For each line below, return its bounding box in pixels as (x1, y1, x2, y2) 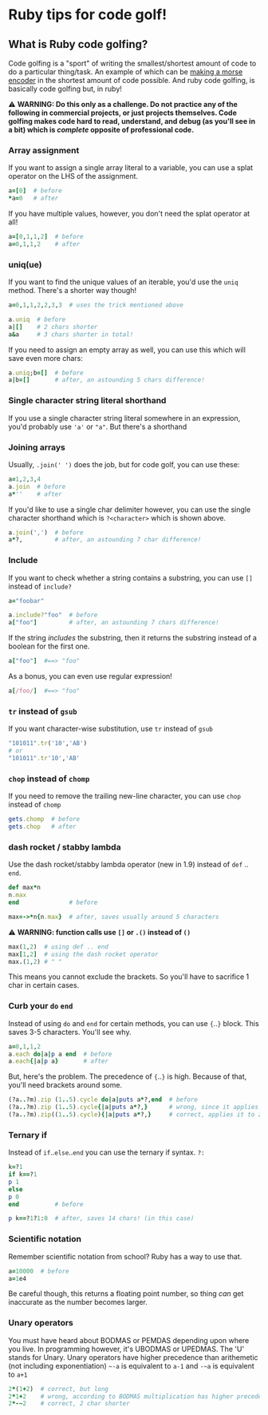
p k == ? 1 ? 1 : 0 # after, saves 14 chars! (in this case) (8, 1215, 195, 1223)
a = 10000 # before (8, 1267, 69, 1275)
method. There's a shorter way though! (8, 286, 137, 295)
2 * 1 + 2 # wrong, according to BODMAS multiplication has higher (8, 1392, 234, 1401)
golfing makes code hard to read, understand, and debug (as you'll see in (8, 117, 256, 125)
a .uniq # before (8, 315, 66, 323)
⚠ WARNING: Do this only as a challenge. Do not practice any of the (8, 100, 238, 109)
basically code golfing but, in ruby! (8, 84, 122, 93)
